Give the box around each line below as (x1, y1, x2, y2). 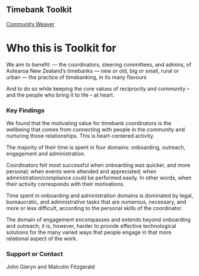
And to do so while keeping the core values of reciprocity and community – (6, 85, 190, 92)
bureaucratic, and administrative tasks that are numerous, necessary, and (6, 198, 187, 205)
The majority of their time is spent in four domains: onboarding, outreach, (6, 144, 186, 151)
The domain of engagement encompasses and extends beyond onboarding (6, 216, 191, 223)
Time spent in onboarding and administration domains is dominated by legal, (6, 192, 193, 199)
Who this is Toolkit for (6, 42, 117, 55)
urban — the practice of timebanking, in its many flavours (6, 74, 147, 81)
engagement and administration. (6, 150, 86, 157)
